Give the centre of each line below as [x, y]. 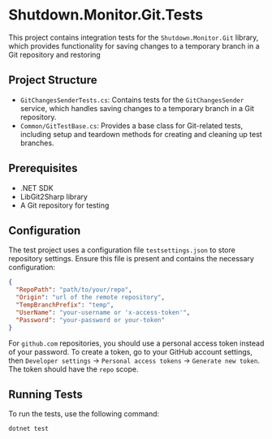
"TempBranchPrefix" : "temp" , [65, 305]
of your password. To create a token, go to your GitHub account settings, [131, 351]
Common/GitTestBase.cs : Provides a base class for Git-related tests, [132, 125]
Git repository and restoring [55, 54]
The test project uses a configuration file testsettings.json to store [122, 250]
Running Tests [45, 394]
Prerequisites [43, 168]
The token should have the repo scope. [73, 369]
